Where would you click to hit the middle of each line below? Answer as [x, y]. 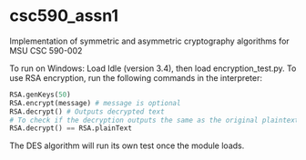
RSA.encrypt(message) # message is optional [95, 103]
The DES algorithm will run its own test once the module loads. [127, 145]
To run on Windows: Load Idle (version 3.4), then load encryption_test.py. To [153, 68]
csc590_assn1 [64, 16]
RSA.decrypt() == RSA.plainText [71, 128]
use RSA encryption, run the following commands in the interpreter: [136, 77]
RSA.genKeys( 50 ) [40, 95]
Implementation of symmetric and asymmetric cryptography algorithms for [149, 41]
